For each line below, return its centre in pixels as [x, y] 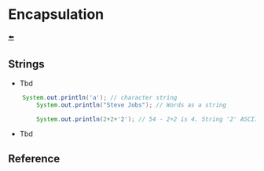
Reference [34, 158]
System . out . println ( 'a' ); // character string [100, 97]
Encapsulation [56, 15]
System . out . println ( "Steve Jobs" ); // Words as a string [131, 105]
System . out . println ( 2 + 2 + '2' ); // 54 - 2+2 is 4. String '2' [137, 119]
